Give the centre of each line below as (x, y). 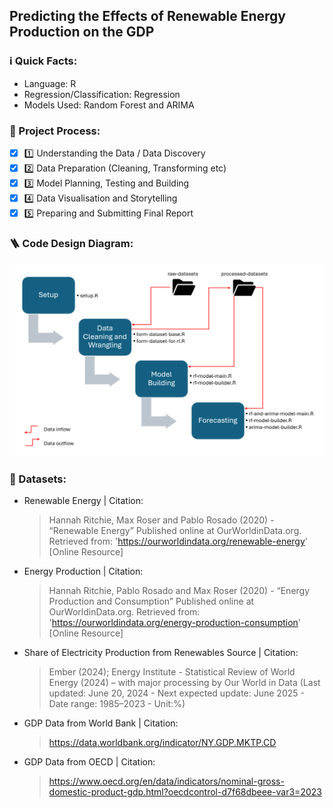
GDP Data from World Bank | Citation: (101, 723)
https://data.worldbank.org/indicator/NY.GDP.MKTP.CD (162, 743)
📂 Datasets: (38, 479)
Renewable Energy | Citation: (83, 501)
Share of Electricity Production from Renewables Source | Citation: (161, 653)
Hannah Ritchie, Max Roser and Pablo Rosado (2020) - (161, 520)
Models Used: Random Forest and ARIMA (109, 105)
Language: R (50, 83)
